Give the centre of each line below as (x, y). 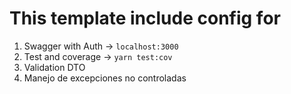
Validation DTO (54, 67)
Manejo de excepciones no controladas (105, 78)
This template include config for (145, 18)
